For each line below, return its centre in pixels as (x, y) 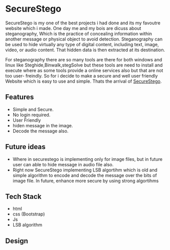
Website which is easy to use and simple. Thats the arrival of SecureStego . (83, 81)
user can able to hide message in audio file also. (63, 164)
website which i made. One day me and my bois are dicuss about (73, 28)
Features (20, 97)
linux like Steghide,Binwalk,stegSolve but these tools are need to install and (84, 65)
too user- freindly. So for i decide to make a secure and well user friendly (82, 76)
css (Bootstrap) (29, 214)
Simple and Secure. (33, 109)
